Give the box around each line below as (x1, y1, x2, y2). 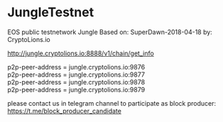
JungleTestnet (7, 4, 94, 21)
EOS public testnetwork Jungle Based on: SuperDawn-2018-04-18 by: (7, 28, 213, 36)
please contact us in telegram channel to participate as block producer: (7, 99, 217, 107)
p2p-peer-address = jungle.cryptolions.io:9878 (7, 77, 146, 86)
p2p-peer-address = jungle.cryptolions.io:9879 (7, 85, 146, 94)
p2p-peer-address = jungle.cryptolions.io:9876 (7, 62, 146, 71)
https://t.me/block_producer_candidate (7, 106, 122, 115)
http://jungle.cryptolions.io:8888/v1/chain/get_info (7, 49, 154, 57)
